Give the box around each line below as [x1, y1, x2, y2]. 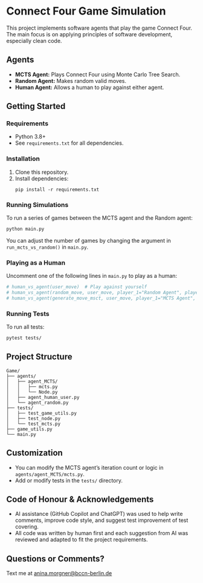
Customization [6, 448, 63, 458]
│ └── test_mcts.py [6, 421, 61, 427]
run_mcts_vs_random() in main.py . [6, 243, 89, 251]
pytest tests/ [6, 335, 42, 341]
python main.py [6, 226, 45, 232]
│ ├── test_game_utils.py [6, 410, 77, 416]
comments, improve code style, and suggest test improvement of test [14, 516, 188, 524]
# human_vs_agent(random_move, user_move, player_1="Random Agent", [6, 289, 182, 296]
